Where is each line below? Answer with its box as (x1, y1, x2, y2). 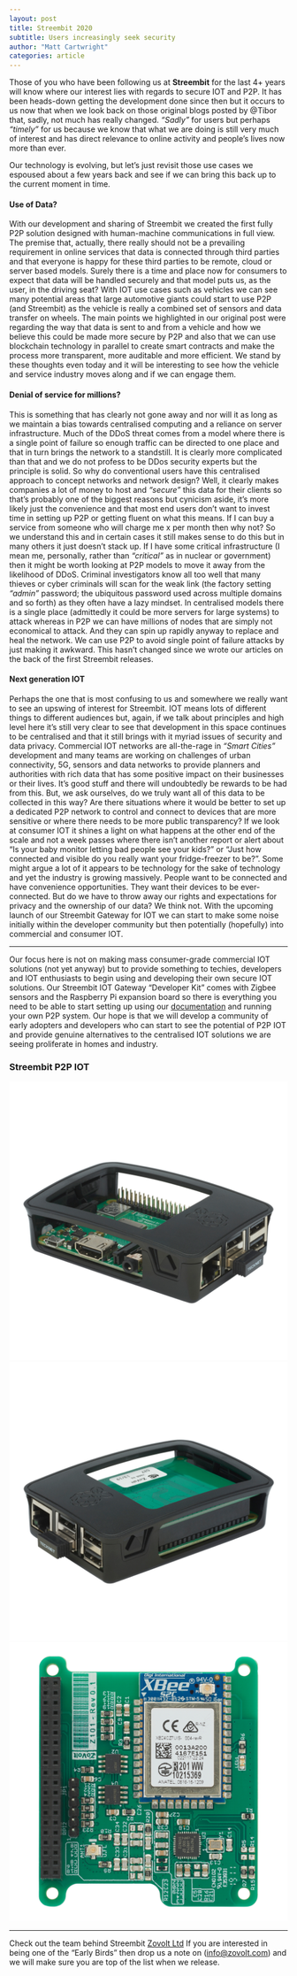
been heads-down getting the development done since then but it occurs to (9, 96, 286, 106)
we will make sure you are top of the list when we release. (9, 1957, 220, 1968)
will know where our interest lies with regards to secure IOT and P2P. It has (9, 87, 283, 97)
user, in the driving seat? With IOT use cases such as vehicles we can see (9, 284, 278, 296)
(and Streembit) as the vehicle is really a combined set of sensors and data (9, 304, 282, 314)
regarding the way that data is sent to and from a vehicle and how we (9, 322, 262, 333)
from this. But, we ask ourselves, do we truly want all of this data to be (9, 788, 265, 798)
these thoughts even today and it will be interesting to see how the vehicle (9, 359, 279, 371)
